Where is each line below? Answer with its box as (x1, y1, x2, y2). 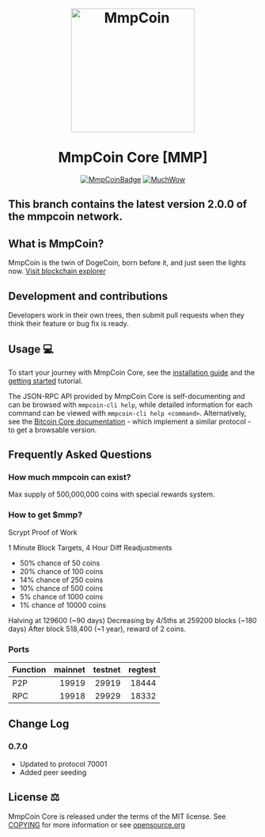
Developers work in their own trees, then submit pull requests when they (8, 310, 245, 320)
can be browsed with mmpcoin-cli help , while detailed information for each (8, 400, 253, 409)
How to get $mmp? (8, 509, 83, 520)
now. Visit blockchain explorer (8, 266, 106, 276)
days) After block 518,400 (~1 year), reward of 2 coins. (8, 624, 187, 633)
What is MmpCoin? (8, 237, 104, 250)
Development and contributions (8, 289, 168, 302)
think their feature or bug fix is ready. (8, 318, 129, 328)
